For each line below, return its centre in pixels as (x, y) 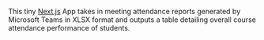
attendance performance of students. (69, 28)
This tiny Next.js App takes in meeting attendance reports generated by (124, 11)
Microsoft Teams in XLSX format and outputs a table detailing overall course (132, 20)
